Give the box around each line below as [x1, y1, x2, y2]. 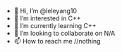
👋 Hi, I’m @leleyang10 [13, 7, 78, 15]
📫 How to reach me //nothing [13, 37, 101, 45]
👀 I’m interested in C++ [13, 14, 81, 22]
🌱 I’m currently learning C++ [13, 22, 97, 30]
